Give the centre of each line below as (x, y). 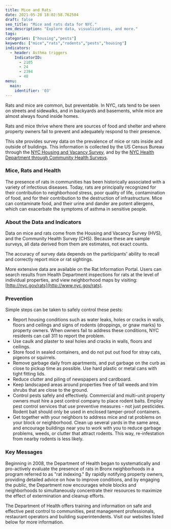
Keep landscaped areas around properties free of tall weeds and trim (85, 385)
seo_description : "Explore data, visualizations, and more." (72, 29)
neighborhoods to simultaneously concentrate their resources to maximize (84, 490)
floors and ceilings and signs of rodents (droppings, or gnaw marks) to (87, 325)
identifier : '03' (33, 91)
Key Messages (24, 452)
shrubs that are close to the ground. (50, 390)
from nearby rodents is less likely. (48, 439)
